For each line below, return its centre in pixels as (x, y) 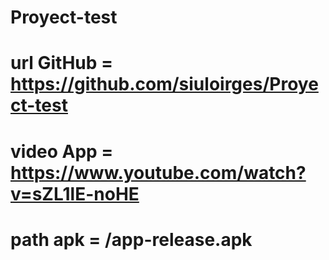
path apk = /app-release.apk (131, 239)
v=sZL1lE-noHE (75, 193)
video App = (62, 151)
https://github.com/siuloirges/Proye (164, 84)
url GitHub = (62, 63)
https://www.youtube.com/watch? (158, 172)
